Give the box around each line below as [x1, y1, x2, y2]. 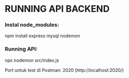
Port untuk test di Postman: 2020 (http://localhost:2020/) [5, 67, 124, 73]
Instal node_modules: [5, 21, 59, 29]
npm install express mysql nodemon [5, 33, 80, 39]
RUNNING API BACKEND [5, 3, 110, 15]
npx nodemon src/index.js [5, 57, 59, 63]
